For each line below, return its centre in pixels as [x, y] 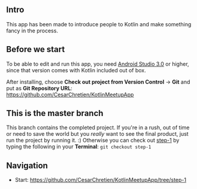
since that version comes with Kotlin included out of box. [76, 70]
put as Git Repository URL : [40, 88]
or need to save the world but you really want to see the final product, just [97, 134]
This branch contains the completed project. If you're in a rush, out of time [98, 127]
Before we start [36, 49]
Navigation [27, 165]
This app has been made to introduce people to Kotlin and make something [99, 24]
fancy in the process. [32, 31]
